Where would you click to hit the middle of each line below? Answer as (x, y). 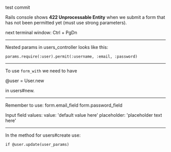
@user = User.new (25, 81)
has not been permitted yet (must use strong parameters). (66, 23)
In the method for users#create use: (43, 135)
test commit (18, 7)
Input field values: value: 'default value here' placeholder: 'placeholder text (84, 115)
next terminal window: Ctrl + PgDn (41, 32)
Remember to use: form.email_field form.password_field (64, 105)
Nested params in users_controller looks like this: (57, 47)
